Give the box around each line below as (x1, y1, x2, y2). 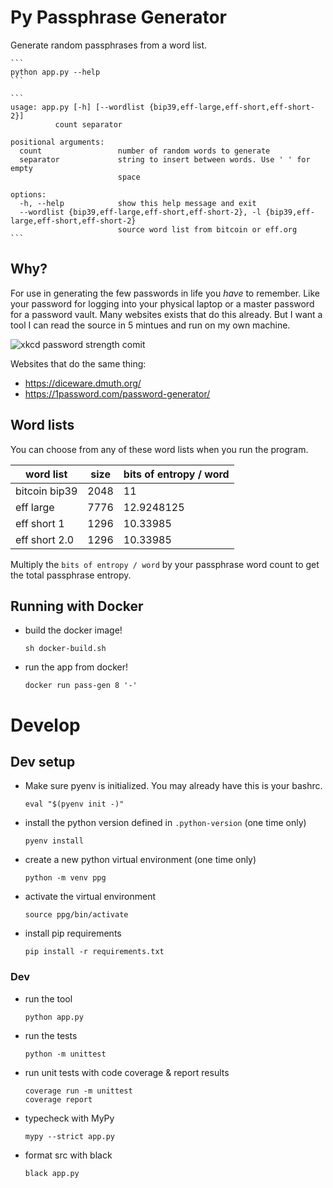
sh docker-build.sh (24, 644, 107, 654)
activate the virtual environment (24, 891, 157, 903)
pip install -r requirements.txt (24, 947, 165, 957)
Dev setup (10, 753, 76, 770)
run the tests (24, 1029, 78, 1041)
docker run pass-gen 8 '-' (24, 681, 138, 691)
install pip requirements (24, 927, 122, 940)
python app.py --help (10, 67, 101, 77)
